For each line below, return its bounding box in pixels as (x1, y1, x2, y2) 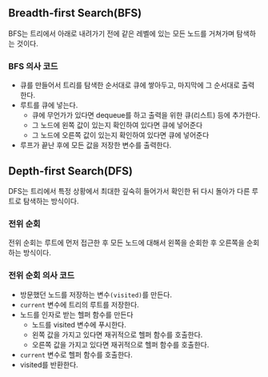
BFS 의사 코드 (8, 60, 58, 71)
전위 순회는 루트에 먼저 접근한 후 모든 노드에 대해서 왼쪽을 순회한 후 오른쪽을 (8, 238, 246, 247)
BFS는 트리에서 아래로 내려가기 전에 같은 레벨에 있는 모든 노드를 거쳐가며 (8, 28, 235, 38)
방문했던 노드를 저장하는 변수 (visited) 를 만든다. (19, 290, 172, 299)
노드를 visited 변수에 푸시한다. (31, 319, 126, 329)
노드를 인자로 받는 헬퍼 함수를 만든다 (19, 310, 134, 319)
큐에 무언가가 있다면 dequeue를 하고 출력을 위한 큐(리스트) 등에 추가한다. (31, 110, 261, 120)
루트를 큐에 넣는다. (19, 100, 78, 110)
